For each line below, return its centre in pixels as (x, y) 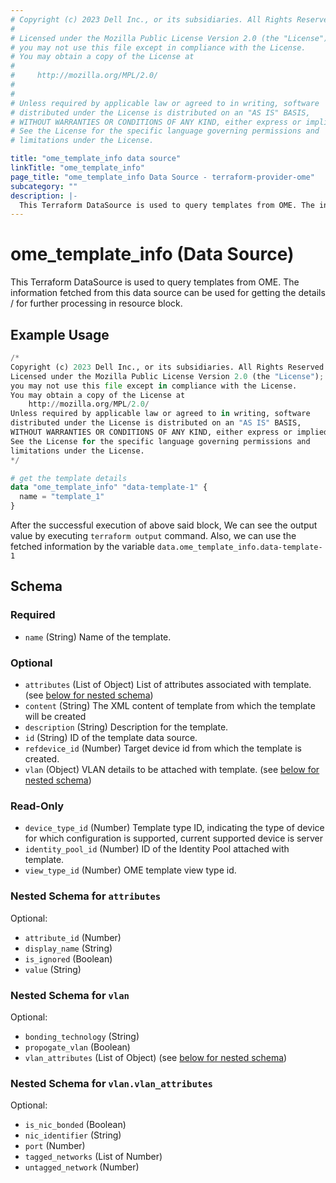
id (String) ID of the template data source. (111, 737)
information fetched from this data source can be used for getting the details (168, 293)
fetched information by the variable (82, 546)
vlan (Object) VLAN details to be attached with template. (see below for (172, 769)
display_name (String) (68, 948)
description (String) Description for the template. (126, 727)
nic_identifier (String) (73, 1135)
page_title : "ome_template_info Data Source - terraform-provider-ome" (162, 177)
